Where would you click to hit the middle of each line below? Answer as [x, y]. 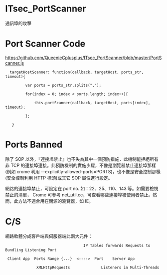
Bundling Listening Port [31, 250]
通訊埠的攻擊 [18, 23]
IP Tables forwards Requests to [117, 245]
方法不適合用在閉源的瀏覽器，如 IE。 [56, 201]
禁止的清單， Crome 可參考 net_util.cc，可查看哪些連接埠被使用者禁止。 [79, 195]
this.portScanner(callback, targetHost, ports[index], [92, 103]
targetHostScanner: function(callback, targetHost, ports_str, [77, 72]
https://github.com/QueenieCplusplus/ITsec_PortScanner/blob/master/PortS [83, 58]
